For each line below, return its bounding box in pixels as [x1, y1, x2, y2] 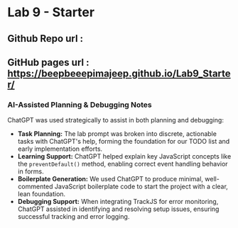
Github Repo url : [7, 33, 84, 45]
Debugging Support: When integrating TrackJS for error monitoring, [17, 198, 219, 206]
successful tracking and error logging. [17, 212, 130, 221]
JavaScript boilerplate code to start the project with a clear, [54, 182, 229, 191]
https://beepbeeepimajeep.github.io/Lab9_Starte [7, 67, 231, 79]
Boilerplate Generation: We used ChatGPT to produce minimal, [17, 175, 204, 183]
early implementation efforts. [17, 144, 103, 153]
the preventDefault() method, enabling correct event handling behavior [17, 160, 229, 169]
